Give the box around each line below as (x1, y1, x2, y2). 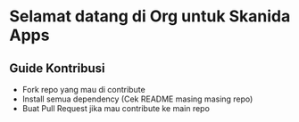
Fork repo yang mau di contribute (21, 85, 145, 94)
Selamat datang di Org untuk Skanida (9, 6, 291, 27)
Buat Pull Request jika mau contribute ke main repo (21, 103, 210, 113)
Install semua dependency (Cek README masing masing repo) (21, 94, 253, 104)
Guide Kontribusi (9, 61, 105, 76)
